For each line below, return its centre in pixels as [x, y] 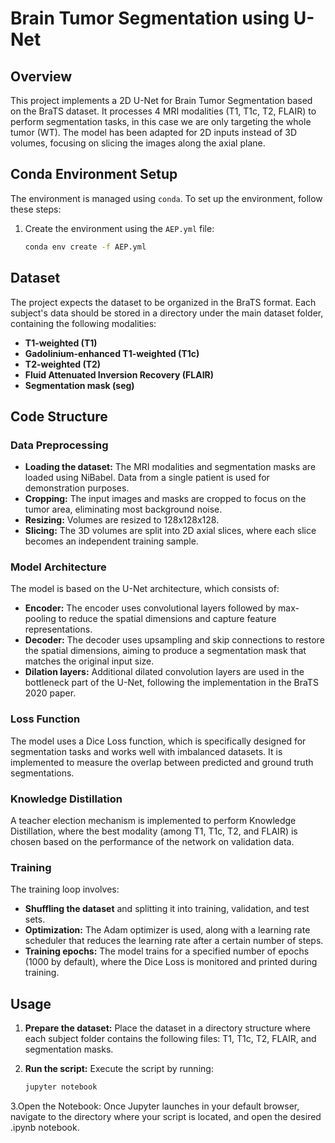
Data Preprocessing [59, 445]
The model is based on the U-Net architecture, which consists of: [145, 589]
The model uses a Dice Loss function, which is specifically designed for [158, 741]
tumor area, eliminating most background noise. [123, 509]
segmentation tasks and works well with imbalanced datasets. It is [146, 751]
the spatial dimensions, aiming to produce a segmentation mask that [165, 651]
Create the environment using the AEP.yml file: [119, 228]
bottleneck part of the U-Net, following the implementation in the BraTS [171, 683]
